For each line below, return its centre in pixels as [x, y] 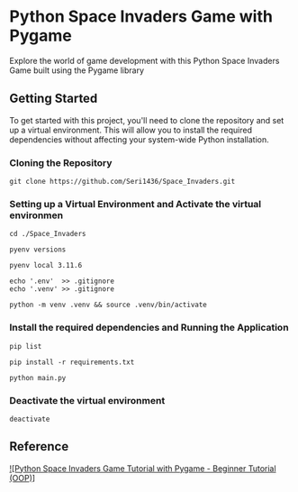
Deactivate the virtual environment [87, 400]
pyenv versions [38, 250]
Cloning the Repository [61, 162]
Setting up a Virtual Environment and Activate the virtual [135, 204]
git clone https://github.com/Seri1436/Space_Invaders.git [122, 182]
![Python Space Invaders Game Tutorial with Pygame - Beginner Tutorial [143, 468]
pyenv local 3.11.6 [46, 266]
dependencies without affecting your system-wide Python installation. [140, 139]
